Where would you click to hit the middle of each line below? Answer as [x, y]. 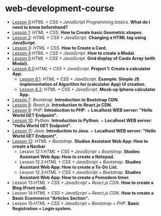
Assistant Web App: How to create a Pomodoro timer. [75, 177]
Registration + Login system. [42, 208]
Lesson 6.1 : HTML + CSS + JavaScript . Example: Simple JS [79, 79]
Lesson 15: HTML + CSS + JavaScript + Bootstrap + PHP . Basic [76, 203]
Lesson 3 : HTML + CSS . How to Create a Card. [60, 48]
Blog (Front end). [30, 188]
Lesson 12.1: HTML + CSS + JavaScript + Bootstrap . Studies [80, 151]
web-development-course [60, 9]
